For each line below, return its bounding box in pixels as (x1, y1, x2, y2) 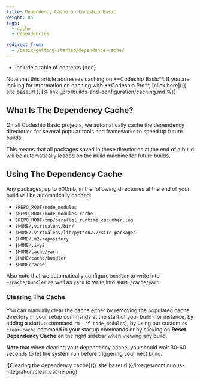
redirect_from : (6, 42, 44, 48)
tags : (6, 20, 20, 26)
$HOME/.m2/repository (14, 236, 69, 242)
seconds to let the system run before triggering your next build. (6, 350, 163, 357)
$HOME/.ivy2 (14, 242, 45, 248)
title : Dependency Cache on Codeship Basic (6, 8, 117, 15)
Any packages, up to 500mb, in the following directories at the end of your (6, 185, 190, 192)
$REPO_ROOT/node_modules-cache (14, 211, 93, 217)
